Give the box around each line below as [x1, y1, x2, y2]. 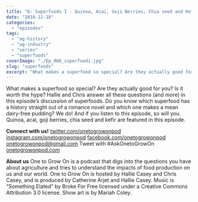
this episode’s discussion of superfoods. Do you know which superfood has [6, 98, 190, 105]
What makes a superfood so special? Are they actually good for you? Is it [6, 85, 184, 92]
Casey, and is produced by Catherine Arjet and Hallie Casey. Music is [6, 177, 174, 184]
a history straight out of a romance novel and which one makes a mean [6, 104, 179, 111]
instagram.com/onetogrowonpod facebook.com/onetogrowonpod [6, 134, 166, 141]
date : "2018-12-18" [6, 14, 54, 20]
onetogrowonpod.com [6, 147, 60, 154]
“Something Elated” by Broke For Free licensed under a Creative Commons [6, 183, 188, 190]
